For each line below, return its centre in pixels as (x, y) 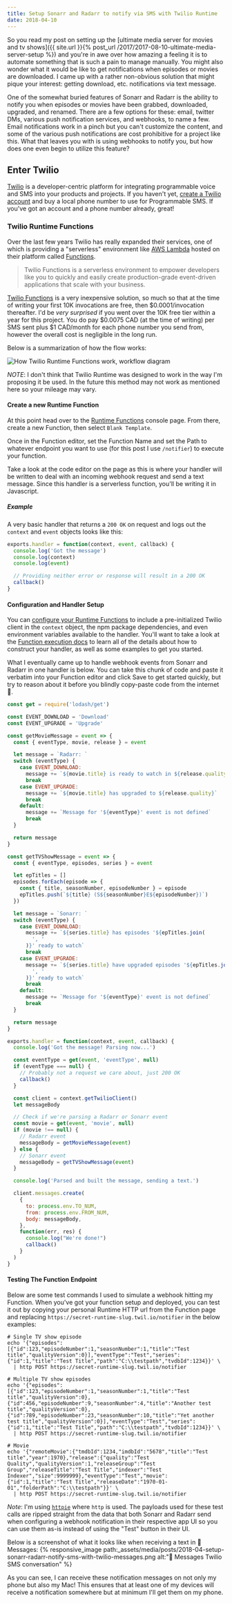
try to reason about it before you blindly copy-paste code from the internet (113, 685)
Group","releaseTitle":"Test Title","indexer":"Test (85, 1470)
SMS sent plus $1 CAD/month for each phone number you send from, (106, 327)
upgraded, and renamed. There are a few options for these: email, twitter (111, 112)
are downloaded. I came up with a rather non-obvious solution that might (111, 76)
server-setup (26, 54)
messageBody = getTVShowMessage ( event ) (77, 1162)
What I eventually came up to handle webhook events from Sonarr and (107, 663)
